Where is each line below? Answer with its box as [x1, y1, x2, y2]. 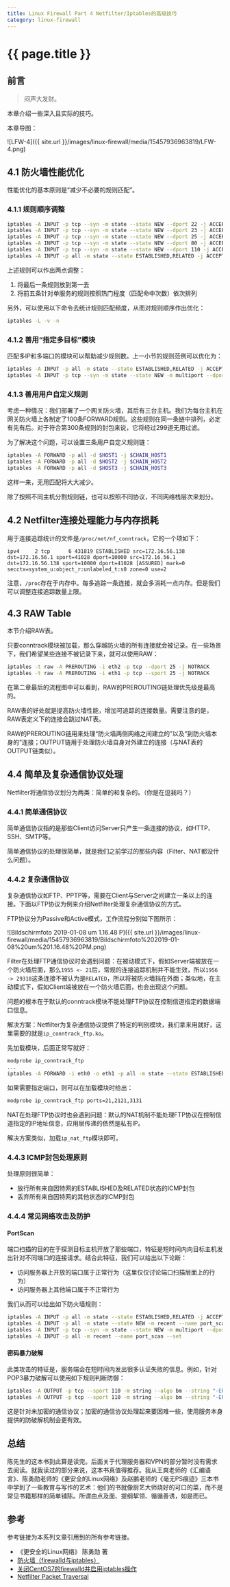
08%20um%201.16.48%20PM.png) [7, 943, 107, 951]
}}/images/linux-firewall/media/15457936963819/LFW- [62, 137, 217, 146]
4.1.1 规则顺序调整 [7, 205, 65, 214]
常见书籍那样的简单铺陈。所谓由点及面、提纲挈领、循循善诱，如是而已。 [7, 1492, 211, 1500]
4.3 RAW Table [7, 607, 72, 619]
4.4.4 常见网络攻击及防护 [7, 1211, 91, 1221]
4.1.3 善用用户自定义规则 [7, 389, 88, 399]
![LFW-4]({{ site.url [7, 137, 61, 146]
